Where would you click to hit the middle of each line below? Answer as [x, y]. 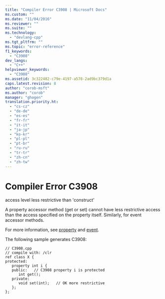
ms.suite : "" [19, 28]
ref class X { [20, 257]
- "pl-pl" [20, 139]
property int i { [30, 266]
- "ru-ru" [20, 148]
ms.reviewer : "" [22, 24]
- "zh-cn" [20, 157]
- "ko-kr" [20, 134]
